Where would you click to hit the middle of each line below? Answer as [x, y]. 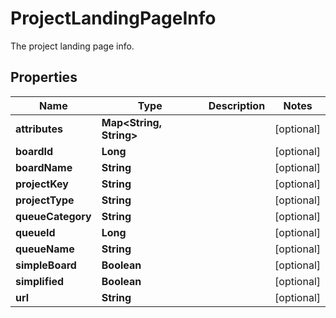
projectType [45, 200]
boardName [44, 167]
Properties [44, 77]
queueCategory [53, 216]
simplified [40, 281]
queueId [35, 232]
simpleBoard [46, 265]
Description [237, 105]
